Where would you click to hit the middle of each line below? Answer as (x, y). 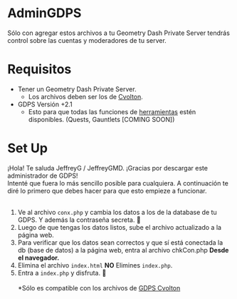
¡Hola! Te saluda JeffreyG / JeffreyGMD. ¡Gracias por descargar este (108, 168)
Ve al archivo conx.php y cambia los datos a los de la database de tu (117, 212)
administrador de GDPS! (43, 176)
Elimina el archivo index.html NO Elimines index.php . (95, 265)
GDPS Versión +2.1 (45, 104)
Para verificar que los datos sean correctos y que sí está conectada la (120, 242)
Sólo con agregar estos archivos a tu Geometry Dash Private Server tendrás (118, 33)
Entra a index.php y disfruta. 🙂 (62, 273)
